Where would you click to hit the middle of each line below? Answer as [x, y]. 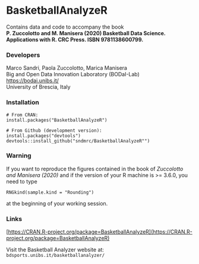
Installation [23, 103]
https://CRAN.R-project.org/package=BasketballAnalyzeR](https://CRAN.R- [100, 232]
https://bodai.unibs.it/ [33, 80]
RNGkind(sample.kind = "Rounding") [50, 192]
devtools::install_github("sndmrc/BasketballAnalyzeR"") [78, 141]
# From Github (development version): [54, 131]
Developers [23, 55]
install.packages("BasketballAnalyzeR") [57, 120]
